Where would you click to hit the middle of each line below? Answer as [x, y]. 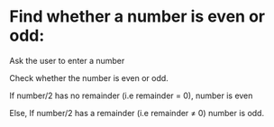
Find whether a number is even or [137, 17]
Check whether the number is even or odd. [89, 77]
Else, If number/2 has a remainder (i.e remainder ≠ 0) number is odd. [137, 113]
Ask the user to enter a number [67, 60]
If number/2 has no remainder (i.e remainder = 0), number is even [131, 95]
